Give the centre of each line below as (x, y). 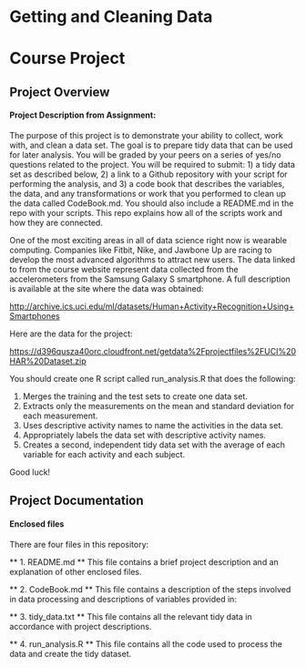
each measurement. (60, 416)
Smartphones (35, 315)
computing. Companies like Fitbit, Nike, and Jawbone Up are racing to (141, 250)
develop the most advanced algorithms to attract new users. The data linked (153, 259)
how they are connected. (56, 222)
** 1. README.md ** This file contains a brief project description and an (144, 561)
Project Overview (60, 92)
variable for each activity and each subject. (104, 454)
